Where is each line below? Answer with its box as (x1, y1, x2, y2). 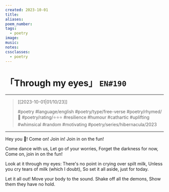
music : (5, 40, 19, 45)
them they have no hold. (5, 181, 55, 187)
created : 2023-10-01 (5, 7, 49, 13)
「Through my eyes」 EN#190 (5, 77, 127, 88)
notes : (5, 45, 19, 50)
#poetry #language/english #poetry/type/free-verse (17, 109, 126, 115)
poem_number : (5, 21, 33, 27)
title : (5, 12, 19, 17)
